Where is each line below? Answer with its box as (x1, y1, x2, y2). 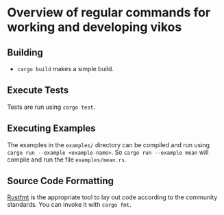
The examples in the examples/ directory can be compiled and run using (7, 140, 210, 149)
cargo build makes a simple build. (16, 65, 114, 73)
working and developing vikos (7, 19, 182, 35)
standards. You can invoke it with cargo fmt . (7, 201, 132, 209)
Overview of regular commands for (7, 5, 211, 21)
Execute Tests (7, 84, 69, 97)
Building (7, 47, 43, 58)
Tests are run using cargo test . (7, 103, 96, 111)
